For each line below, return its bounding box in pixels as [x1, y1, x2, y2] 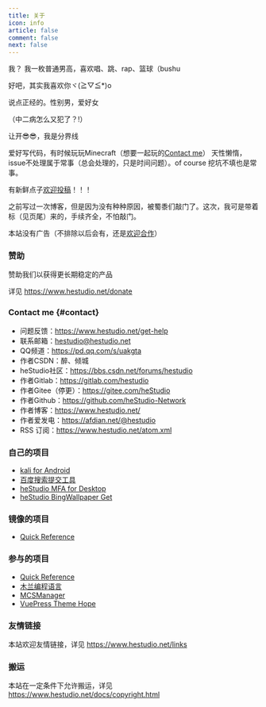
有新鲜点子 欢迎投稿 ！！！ [8, 185, 92, 194]
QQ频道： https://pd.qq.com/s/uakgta [19, 346, 141, 355]
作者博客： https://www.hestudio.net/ [19, 405, 141, 415]
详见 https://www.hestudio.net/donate [8, 286, 133, 296]
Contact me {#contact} [8, 307, 99, 318]
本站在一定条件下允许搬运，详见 [8, 681, 113, 690]
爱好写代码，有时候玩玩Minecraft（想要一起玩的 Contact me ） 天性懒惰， [8, 148, 247, 158]
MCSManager [19, 590, 66, 600]
